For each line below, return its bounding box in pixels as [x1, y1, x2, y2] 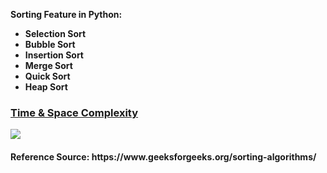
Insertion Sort [24, 49, 84, 61]
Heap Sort [24, 81, 68, 93]
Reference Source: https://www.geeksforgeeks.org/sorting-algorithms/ [10, 150, 317, 163]
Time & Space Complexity [10, 105, 139, 119]
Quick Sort [24, 70, 71, 82]
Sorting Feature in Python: [10, 9, 123, 20]
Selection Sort [24, 28, 87, 39]
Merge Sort [24, 60, 73, 71]
